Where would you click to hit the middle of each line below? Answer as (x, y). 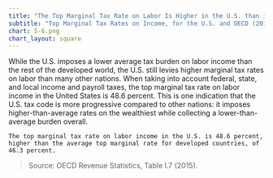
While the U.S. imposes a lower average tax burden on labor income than (130, 61)
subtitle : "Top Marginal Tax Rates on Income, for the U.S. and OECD (129, 23)
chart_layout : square (45, 38)
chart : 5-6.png (34, 31)
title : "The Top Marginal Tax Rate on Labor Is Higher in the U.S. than (134, 16)
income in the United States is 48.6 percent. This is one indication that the (132, 96)
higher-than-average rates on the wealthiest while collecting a (113, 113)
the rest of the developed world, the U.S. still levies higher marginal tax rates (136, 70)
